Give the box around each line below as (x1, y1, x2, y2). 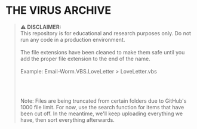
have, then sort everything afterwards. (20, 116, 115, 123)
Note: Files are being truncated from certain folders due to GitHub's (20, 97, 187, 105)
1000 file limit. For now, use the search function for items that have (20, 103, 184, 110)
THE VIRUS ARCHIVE (5, 4, 112, 17)
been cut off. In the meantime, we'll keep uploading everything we (20, 110, 183, 117)
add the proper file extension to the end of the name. (20, 55, 150, 62)
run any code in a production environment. (20, 36, 125, 43)
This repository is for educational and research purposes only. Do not (20, 29, 192, 36)
